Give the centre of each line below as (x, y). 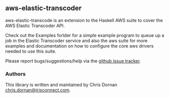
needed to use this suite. (31, 51)
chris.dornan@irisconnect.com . (38, 90)
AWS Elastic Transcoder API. (35, 25)
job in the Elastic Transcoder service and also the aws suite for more (76, 40)
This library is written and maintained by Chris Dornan (61, 85)
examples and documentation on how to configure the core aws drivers (79, 46)
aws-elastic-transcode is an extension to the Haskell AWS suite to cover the (84, 20)
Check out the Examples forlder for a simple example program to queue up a (85, 35)
